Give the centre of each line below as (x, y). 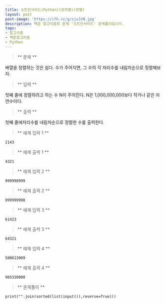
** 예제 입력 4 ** (34, 248)
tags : (11, 28)
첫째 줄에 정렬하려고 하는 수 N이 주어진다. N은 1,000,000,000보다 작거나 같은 (80, 95)
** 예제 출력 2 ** (33, 191)
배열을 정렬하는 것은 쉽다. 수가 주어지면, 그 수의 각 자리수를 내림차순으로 (74, 67)
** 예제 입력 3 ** (33, 210)
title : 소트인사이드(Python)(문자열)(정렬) (45, 10)
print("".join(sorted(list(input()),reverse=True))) (61, 297)
